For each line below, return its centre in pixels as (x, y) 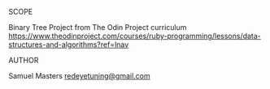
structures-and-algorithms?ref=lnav (69, 44)
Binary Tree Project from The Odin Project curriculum (98, 27)
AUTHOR (24, 60)
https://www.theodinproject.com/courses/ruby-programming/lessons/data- (135, 36)
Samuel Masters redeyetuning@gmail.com (79, 76)
